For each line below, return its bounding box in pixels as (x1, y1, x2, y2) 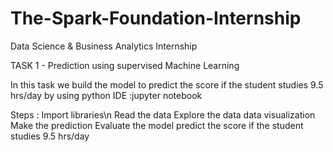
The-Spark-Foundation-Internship (10, 7, 302, 30)
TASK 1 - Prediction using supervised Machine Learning (10, 59, 240, 71)
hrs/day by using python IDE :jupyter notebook (10, 89, 203, 101)
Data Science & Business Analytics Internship (10, 40, 198, 52)
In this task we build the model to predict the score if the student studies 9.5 (10, 78, 324, 91)
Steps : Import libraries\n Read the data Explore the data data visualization (10, 108, 316, 121)
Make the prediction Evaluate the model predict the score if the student (10, 119, 304, 131)
